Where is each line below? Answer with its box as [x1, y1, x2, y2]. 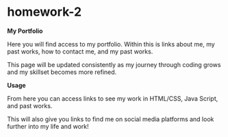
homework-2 [7, 4, 82, 20]
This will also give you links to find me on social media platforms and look [7, 114, 214, 123]
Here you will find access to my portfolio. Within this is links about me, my [7, 40, 216, 48]
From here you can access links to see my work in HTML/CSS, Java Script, [7, 94, 218, 103]
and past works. [7, 101, 53, 110]
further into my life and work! [7, 122, 89, 130]
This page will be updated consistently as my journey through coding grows [7, 60, 221, 68]
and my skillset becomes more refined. [7, 68, 117, 76]
